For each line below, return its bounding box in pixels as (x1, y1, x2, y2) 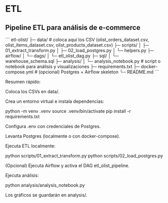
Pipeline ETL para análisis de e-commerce (5, 23, 141, 32)
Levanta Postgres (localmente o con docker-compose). (5, 133, 120, 139)
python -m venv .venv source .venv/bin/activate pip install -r (5, 108, 131, 114)
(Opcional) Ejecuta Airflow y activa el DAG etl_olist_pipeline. (5, 163, 130, 169)
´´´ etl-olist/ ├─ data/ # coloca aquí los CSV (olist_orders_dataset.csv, (5, 36, 149, 43)
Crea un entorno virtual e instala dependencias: (5, 98, 105, 104)
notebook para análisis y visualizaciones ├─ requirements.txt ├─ (5, 64, 140, 69)
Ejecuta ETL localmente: (5, 143, 56, 149)
